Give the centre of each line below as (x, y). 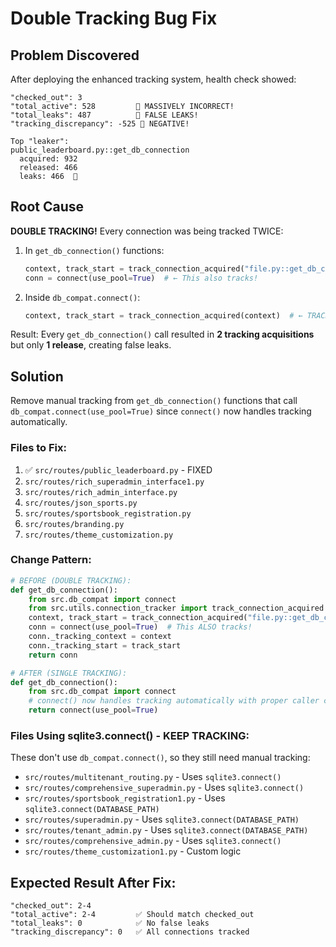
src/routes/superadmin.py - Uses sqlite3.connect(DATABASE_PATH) (162, 819)
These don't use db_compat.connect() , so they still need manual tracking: (160, 758)
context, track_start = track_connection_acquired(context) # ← (163, 315)
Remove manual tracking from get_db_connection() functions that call (154, 401)
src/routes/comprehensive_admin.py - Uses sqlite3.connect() (153, 841)
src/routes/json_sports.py (81, 503)
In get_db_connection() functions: (94, 250)
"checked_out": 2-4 (51, 906)
